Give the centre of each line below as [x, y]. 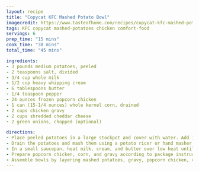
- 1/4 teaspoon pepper [34, 94]
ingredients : [22, 61]
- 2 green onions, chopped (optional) [54, 122]
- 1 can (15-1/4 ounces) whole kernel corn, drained [73, 105]
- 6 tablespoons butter [36, 89]
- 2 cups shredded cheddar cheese [49, 116]
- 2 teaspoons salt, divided [42, 72]
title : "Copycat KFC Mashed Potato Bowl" [58, 17]
